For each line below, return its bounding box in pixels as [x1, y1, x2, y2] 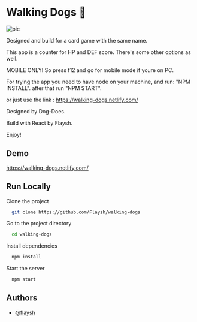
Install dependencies [6, 242, 58, 249]
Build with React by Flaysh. [6, 119, 73, 127]
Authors [6, 293, 38, 303]
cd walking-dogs [11, 231, 52, 237]
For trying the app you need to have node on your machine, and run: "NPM [6, 78, 190, 85]
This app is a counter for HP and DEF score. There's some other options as [6, 48, 192, 56]
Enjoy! [6, 131, 22, 138]
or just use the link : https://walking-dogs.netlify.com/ [6, 96, 139, 103]
